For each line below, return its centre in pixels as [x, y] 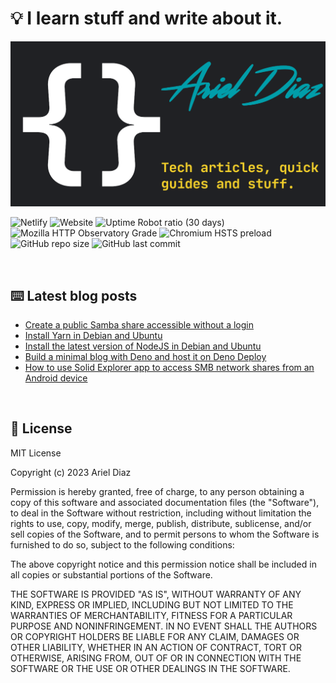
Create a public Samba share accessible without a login [139, 325]
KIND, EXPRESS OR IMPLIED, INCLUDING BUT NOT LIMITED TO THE [152, 604]
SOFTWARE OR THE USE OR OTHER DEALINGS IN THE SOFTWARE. [150, 668]
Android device [56, 378]
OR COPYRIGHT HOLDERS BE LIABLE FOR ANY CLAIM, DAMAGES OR [155, 636]
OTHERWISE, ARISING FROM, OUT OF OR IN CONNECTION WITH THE [156, 658]
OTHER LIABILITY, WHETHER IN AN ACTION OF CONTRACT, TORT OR [156, 647]
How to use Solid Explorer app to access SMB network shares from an [169, 368]
